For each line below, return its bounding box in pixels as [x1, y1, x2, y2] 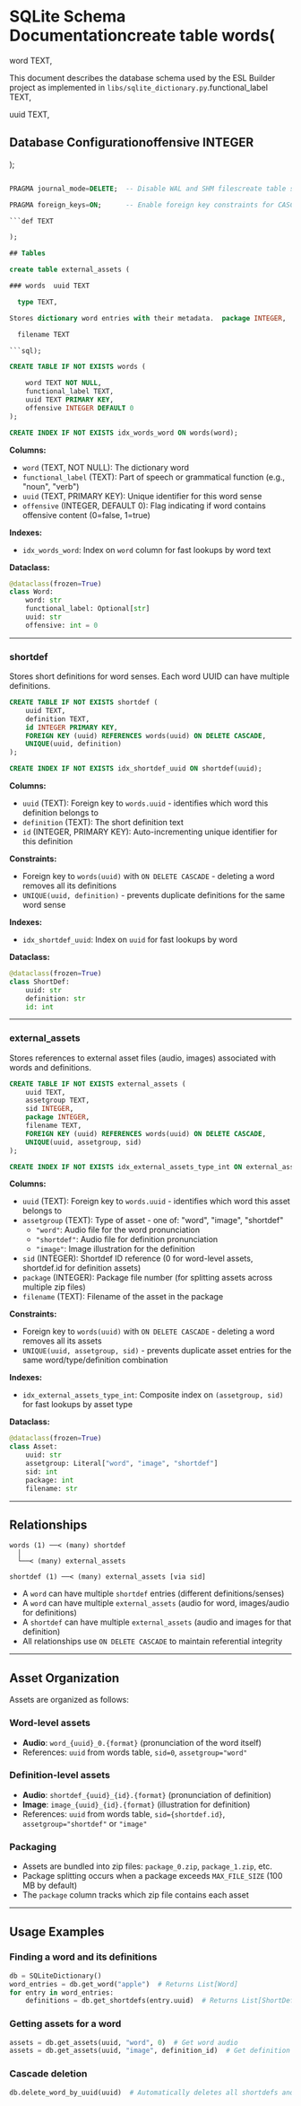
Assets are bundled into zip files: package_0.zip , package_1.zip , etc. [21, 1861, 273, 1872]
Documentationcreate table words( [9, 25, 276, 46]
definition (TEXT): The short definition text [21, 817, 184, 828]
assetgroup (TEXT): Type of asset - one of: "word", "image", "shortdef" [21, 1215, 284, 1226]
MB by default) [21, 1880, 78, 1891]
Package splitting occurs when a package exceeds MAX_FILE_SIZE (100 [21, 1871, 283, 1881]
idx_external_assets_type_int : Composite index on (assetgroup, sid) [21, 1389, 284, 1400]
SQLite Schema [9, 6, 126, 27]
